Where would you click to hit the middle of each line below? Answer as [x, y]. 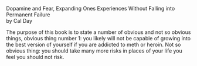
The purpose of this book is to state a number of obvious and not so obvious [98, 32]
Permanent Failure [28, 15]
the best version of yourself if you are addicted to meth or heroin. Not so [94, 44]
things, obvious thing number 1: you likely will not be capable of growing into [98, 38]
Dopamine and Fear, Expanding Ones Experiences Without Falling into [91, 8]
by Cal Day [19, 21]
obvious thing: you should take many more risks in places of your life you [94, 51]
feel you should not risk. [35, 57]
